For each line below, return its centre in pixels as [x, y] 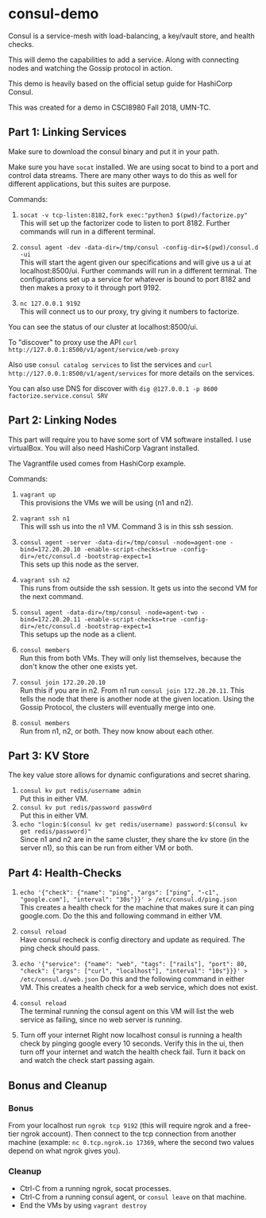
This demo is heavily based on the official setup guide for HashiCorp [120, 83]
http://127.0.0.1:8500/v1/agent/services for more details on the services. [132, 373]
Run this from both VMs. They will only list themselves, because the [131, 658]
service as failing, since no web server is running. [101, 1020]
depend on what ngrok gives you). [64, 1150]
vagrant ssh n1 [45, 518]
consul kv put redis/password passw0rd [86, 808]
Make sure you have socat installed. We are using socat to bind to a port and [133, 167]
